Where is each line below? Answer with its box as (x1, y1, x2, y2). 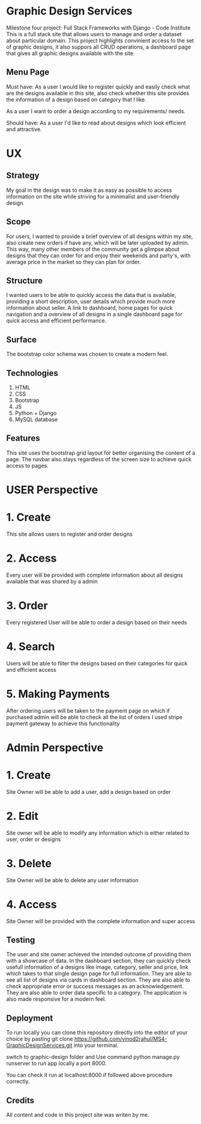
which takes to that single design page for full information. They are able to (6, 970, 192, 977)
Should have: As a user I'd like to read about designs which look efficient (6, 119, 186, 126)
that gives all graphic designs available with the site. (6, 49, 135, 57)
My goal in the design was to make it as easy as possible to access (6, 186, 172, 194)
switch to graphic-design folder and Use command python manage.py (6, 1054, 180, 1061)
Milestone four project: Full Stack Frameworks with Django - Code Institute (6, 24, 191, 31)
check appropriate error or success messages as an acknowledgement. (6, 983, 184, 990)
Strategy (6, 170, 40, 181)
